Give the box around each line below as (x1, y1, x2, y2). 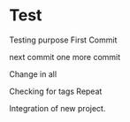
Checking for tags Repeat (9, 86, 103, 96)
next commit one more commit (9, 51, 121, 62)
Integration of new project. (9, 103, 106, 113)
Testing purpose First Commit (9, 34, 118, 45)
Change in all (9, 68, 57, 80)
